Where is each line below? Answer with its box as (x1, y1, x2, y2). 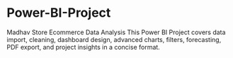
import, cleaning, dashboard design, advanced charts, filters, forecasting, (6, 35, 222, 43)
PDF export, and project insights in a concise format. (6, 43, 160, 51)
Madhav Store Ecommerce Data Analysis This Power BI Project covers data (6, 28, 226, 36)
